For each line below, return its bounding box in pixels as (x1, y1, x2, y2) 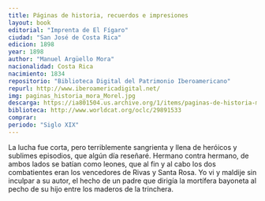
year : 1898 (8, 48, 44, 56)
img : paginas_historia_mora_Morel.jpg (8, 92, 136, 100)
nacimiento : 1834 (8, 70, 65, 78)
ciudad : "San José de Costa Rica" (8, 33, 122, 42)
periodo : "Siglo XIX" (8, 121, 80, 129)
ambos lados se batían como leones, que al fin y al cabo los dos (8, 159, 217, 169)
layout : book (8, 19, 51, 27)
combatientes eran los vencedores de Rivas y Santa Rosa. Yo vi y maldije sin (8, 167, 257, 177)
